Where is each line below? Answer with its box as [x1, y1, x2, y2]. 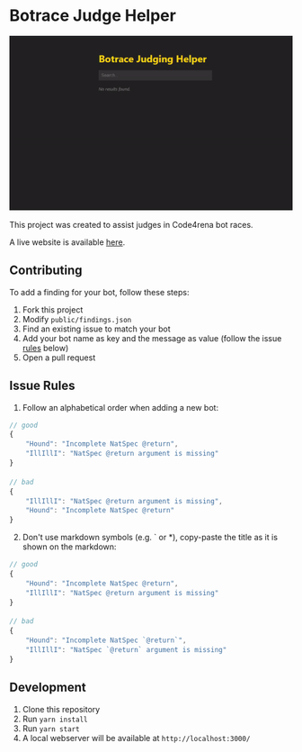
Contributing [9, 263, 83, 278]
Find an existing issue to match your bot [22, 323, 171, 334]
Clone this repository [22, 703, 101, 714]
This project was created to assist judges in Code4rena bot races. [9, 219, 253, 230]
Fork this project [22, 304, 84, 315]
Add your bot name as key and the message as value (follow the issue [22, 332, 282, 343]
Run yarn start [22, 722, 80, 734]
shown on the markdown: [22, 541, 117, 552]
